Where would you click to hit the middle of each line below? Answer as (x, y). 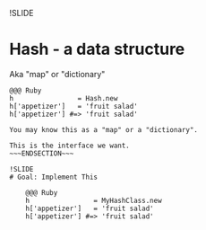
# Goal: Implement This (54, 177)
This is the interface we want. (69, 146)
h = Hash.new (64, 98)
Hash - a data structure (97, 49)
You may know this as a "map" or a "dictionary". (104, 129)
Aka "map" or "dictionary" (57, 74)
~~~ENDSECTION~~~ (42, 153)
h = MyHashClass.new (94, 200)
